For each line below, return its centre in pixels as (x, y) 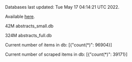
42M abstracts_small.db (29, 26)
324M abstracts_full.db (28, 35)
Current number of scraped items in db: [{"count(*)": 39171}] (66, 54)
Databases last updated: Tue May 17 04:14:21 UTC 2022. (62, 7)
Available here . (20, 16)
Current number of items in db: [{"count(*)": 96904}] (59, 45)
